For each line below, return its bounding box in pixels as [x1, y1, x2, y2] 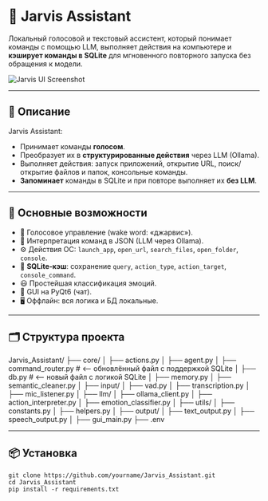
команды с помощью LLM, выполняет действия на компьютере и [8, 41, 232, 51]
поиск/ [218, 159, 242, 168]
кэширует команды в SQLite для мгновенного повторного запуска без [8, 50, 251, 60]
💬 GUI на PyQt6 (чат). [19, 286, 92, 296]
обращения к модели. [8, 59, 83, 69]
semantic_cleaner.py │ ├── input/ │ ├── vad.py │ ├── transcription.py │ [8, 381, 250, 390]
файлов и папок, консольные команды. [54, 167, 188, 176]
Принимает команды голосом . [19, 141, 126, 151]
